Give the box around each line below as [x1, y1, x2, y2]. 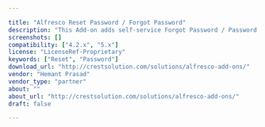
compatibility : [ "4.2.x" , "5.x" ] [8, 40, 119, 48]
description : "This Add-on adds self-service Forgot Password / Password [8, 25, 258, 34]
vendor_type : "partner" [8, 77, 87, 86]
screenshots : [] [8, 33, 62, 41]
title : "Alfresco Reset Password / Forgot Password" [8, 18, 186, 26]
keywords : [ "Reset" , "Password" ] [8, 56, 119, 63]
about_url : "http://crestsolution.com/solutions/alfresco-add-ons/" [8, 92, 240, 100]
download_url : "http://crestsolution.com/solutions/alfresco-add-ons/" [8, 63, 250, 71]
